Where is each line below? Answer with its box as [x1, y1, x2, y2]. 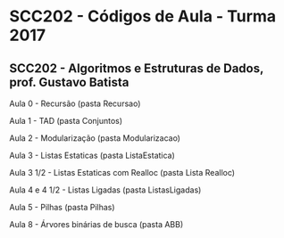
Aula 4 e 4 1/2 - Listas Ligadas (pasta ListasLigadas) [9, 185, 202, 195]
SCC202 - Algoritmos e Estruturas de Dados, [9, 61, 264, 76]
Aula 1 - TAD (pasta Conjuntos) [9, 116, 123, 126]
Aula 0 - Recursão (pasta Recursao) [9, 98, 141, 109]
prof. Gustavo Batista [9, 74, 129, 90]
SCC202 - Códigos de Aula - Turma [9, 6, 277, 27]
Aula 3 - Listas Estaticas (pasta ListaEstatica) [9, 150, 176, 160]
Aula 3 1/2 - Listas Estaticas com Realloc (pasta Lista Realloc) [9, 168, 235, 177]
